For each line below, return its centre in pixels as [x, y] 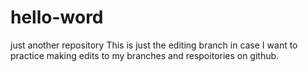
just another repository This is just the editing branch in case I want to [154, 45]
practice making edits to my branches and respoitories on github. [145, 55]
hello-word [57, 17]
